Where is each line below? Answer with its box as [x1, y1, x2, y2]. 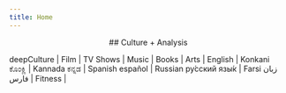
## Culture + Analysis [109, 37, 188, 47]
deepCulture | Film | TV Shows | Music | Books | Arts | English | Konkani [9, 54, 270, 64]
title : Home [9, 12, 53, 22]
